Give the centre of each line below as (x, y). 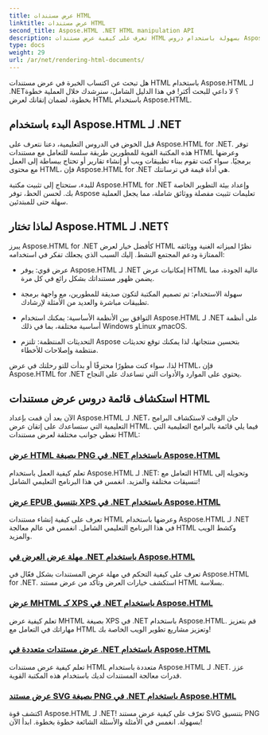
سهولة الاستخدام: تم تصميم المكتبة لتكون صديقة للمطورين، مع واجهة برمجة (131, 293)
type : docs (27, 45)
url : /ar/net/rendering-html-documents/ (77, 61)
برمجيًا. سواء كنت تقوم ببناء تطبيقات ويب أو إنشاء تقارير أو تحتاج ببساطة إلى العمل (130, 161)
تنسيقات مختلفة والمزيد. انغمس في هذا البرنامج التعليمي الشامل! (105, 481)
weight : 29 (27, 53)
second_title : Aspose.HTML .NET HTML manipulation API (102, 30)
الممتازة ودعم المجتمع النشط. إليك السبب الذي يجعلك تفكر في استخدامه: (117, 254)
